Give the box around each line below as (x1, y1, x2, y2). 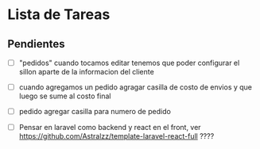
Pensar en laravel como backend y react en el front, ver (18, 123, 201, 132)
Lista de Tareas (7, 6, 111, 24)
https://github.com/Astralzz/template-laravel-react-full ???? (18, 132, 215, 141)
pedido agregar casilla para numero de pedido (18, 107, 172, 117)
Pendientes (7, 37, 65, 51)
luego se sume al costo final (18, 91, 111, 101)
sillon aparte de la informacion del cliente (18, 67, 154, 77)
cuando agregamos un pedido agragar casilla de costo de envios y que (18, 82, 252, 92)
